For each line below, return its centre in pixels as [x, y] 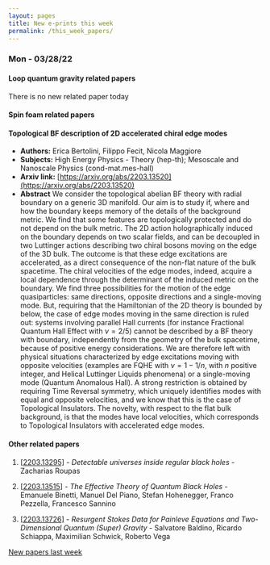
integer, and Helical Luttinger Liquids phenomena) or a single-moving [135, 374]
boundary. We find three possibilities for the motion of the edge [125, 288]
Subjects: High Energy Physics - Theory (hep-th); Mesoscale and [129, 160]
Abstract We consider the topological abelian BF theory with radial [131, 194]
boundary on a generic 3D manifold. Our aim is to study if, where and [135, 203]
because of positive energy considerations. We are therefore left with [135, 349]
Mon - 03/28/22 [40, 59]
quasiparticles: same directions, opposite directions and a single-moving [141, 297]
